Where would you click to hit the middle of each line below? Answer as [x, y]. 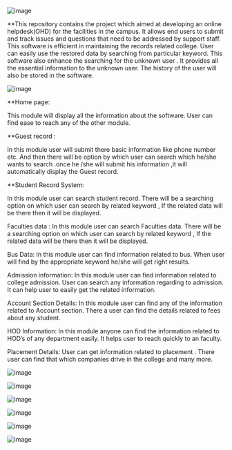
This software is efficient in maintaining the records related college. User [110, 46]
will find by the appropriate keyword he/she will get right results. [99, 262]
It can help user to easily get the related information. [81, 290]
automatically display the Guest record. [63, 172]
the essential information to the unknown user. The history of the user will [112, 68]
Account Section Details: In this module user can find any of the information [115, 303]
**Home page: [29, 102]
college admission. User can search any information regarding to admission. [116, 282]
